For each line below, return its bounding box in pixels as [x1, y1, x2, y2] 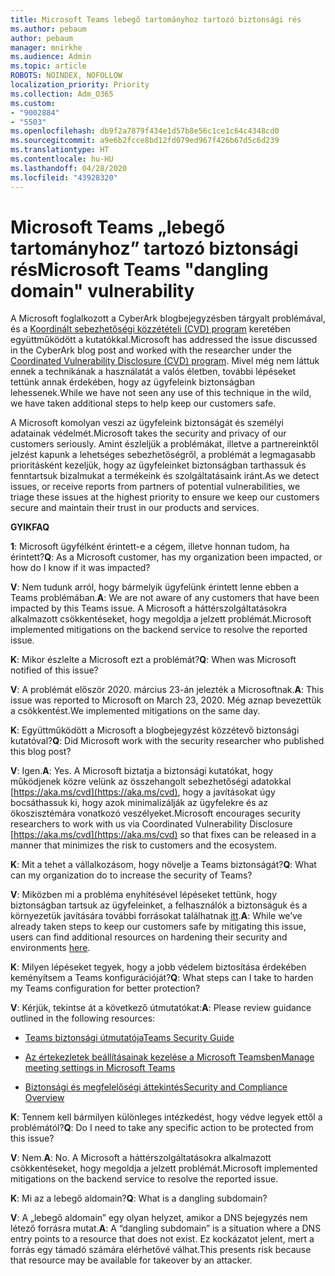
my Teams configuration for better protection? [10, 982, 201, 995]
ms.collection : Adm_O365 [10, 89, 114, 99]
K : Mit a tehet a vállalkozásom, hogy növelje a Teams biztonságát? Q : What [10, 859, 317, 871]
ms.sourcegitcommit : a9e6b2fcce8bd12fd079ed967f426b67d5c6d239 [10, 136, 280, 146]
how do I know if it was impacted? [10, 562, 151, 574]
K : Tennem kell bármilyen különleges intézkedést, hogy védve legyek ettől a [10, 1111, 323, 1123]
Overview [24, 1092, 65, 1104]
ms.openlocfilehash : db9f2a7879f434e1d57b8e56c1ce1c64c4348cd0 [10, 126, 280, 136]
